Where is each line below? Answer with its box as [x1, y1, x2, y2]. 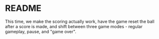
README [5, 3, 42, 14]
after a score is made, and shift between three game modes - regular [5, 23, 143, 29]
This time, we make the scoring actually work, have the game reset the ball [5, 19, 155, 24]
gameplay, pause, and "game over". [5, 29, 77, 34]
